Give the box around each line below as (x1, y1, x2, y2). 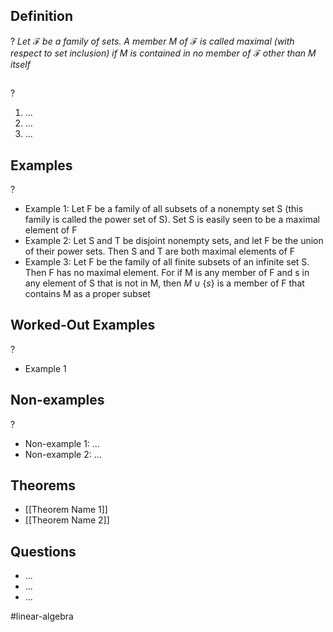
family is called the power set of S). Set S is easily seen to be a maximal (24, 214, 320, 226)
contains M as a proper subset (24, 288, 151, 300)
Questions (10, 543, 77, 560)
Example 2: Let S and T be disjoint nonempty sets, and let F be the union (24, 235, 324, 247)
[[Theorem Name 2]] (24, 514, 110, 526)
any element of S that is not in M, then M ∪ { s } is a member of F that (24, 277, 305, 289)
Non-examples (10, 392, 105, 409)
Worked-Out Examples (10, 317, 156, 334)
